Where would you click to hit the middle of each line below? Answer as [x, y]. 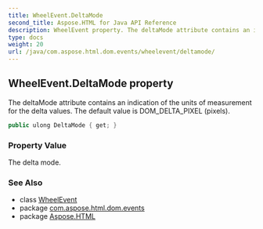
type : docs [26, 37]
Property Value [38, 145]
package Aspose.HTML [58, 216]
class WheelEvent [48, 200]
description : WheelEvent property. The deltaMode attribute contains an [129, 30]
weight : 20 [26, 45]
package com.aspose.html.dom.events [82, 208]
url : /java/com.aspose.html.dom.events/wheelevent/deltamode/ [112, 52]
